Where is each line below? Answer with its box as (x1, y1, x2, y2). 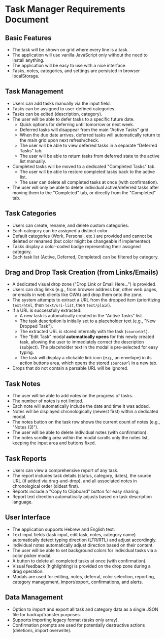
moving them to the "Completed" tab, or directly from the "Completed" (12, 189, 156, 196)
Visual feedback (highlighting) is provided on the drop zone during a (12, 563, 151, 569)
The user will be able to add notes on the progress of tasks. (12, 393, 133, 399)
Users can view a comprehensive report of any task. (12, 468, 119, 473)
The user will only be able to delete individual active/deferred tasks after (12, 184, 159, 190)
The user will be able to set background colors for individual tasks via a (12, 547, 157, 553)
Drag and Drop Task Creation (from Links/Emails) (5, 268, 159, 277)
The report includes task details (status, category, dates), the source (12, 473, 152, 479)
